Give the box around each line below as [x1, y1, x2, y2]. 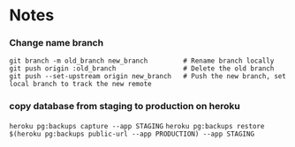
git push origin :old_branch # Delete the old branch [9, 64, 275, 73]
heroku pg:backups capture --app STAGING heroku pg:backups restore [9, 121, 265, 130]
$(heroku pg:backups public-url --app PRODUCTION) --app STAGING [9, 129, 254, 138]
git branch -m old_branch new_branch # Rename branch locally [9, 56, 275, 66]
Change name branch [9, 37, 104, 49]
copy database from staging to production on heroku [9, 100, 241, 113]
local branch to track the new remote [9, 80, 152, 89]
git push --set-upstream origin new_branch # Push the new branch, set [9, 72, 287, 81]
